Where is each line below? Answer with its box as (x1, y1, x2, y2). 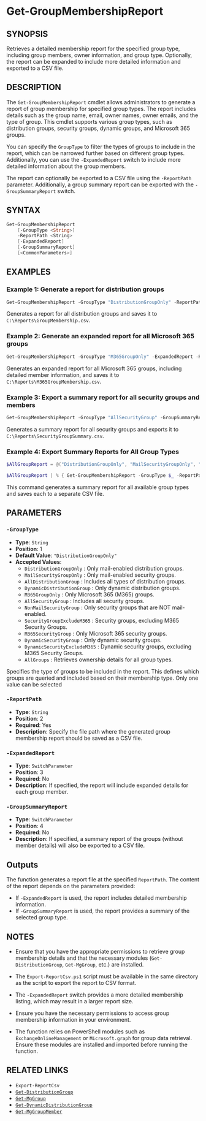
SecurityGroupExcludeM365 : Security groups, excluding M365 (24, 617, 180, 624)
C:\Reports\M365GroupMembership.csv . (6, 378, 102, 385)
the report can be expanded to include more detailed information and (6, 58, 181, 65)
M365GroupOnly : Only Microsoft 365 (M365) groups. (24, 590, 154, 598)
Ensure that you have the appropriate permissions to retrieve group (15, 948, 185, 956)
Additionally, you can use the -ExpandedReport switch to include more (6, 156, 181, 163)
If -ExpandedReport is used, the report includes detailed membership (15, 894, 187, 902)
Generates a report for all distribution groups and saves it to (6, 310, 158, 317)
